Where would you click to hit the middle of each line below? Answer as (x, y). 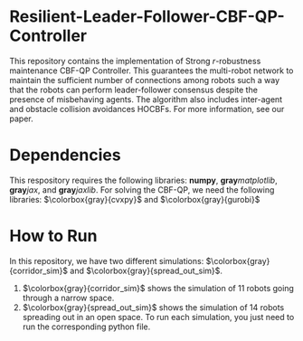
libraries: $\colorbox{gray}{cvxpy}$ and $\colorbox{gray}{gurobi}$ (135, 199)
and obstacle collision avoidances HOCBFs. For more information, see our (147, 109)
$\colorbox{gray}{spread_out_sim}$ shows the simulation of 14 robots (153, 307)
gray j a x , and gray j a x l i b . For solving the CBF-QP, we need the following (142, 189)
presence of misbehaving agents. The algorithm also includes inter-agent (146, 99)
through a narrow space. (68, 298)
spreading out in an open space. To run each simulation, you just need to (158, 317)
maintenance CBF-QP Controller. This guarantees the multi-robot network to (151, 71)
